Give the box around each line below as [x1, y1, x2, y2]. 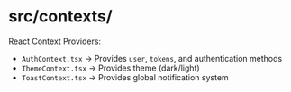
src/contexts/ [8, 6, 114, 27]
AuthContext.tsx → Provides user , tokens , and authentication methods [21, 53, 283, 63]
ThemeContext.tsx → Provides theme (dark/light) [21, 63, 200, 73]
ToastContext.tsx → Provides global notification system [21, 71, 229, 82]
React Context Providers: [8, 36, 101, 46]
